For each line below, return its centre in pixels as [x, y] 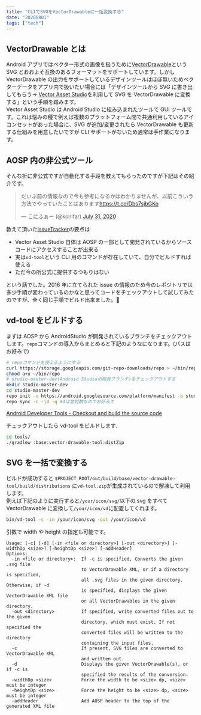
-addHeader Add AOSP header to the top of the [91, 701]
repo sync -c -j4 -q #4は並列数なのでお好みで [60, 401]
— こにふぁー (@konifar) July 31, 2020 [68, 216]
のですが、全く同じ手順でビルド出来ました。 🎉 [63, 300]
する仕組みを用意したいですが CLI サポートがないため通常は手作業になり [96, 132]
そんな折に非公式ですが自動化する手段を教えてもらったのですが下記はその [98, 176]
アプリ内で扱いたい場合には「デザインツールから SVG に [107, 87]
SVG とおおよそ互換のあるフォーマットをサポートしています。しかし [91, 72]
